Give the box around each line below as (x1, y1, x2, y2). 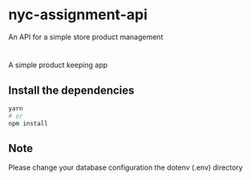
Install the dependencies (8, 83, 135, 97)
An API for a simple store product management (8, 32, 164, 42)
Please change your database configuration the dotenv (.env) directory (8, 162, 243, 173)
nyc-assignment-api (8, 6, 148, 24)
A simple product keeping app (8, 60, 108, 70)
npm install (8, 119, 48, 127)
